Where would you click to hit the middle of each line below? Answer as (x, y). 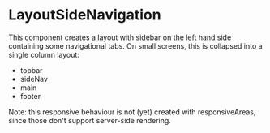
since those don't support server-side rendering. (90, 120)
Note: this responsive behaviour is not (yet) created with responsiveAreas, (132, 112)
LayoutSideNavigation (85, 15)
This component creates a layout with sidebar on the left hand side (120, 37)
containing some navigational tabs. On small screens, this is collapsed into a (135, 45)
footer (30, 96)
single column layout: (44, 54)
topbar (31, 70)
